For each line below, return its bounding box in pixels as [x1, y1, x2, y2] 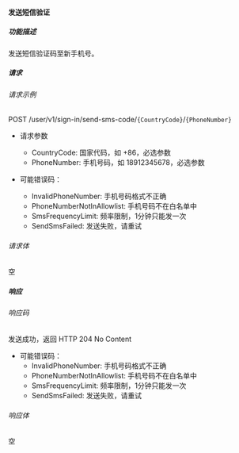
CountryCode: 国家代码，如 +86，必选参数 [31, 148, 172, 158]
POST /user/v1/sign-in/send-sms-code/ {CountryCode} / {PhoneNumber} [8, 115, 232, 125]
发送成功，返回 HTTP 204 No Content [8, 334, 132, 344]
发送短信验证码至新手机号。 [8, 48, 99, 58]
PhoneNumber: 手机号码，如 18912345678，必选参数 [31, 158, 205, 167]
